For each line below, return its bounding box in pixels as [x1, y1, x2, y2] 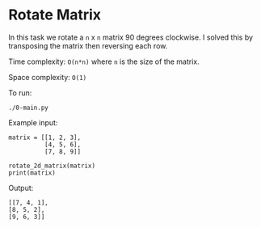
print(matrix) [8, 168, 57, 177]
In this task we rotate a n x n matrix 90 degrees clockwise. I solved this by [8, 32, 253, 42]
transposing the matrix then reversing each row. [8, 40, 168, 50]
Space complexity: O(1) [8, 72, 87, 82]
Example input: [8, 117, 58, 127]
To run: [8, 87, 32, 98]
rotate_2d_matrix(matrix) [8, 162, 95, 170]
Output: [8, 183, 34, 192]
